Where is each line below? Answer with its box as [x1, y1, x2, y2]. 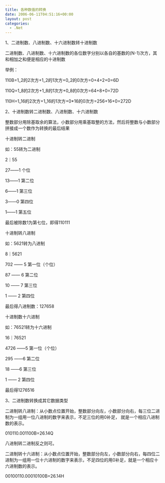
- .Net [9, 26, 23, 31]
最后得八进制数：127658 [5, 304, 55, 310]
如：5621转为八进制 [5, 241, 45, 246]
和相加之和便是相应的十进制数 [5, 56, 65, 62]
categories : [5, 21, 29, 26]
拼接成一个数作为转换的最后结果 [5, 125, 70, 131]
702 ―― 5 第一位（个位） [5, 262, 58, 268]
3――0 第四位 [5, 199, 33, 205]
